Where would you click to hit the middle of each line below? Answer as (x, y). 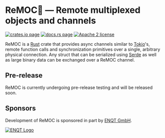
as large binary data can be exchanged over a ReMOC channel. (70, 60)
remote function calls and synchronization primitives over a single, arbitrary (83, 49)
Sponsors (20, 108)
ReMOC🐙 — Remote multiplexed (73, 10)
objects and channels (51, 21)
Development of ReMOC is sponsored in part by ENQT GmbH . (69, 120)
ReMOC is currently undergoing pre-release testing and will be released (79, 87)
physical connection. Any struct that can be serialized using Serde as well (81, 55)
